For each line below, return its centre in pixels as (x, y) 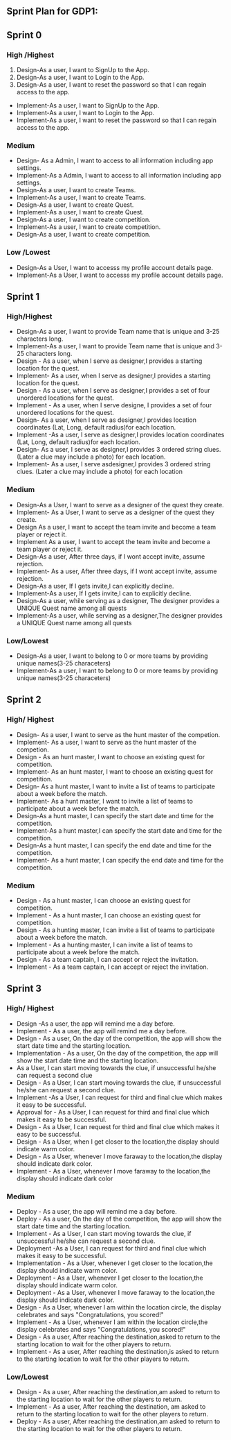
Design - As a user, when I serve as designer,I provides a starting (109, 361)
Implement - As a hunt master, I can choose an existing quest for (109, 915)
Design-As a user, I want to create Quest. (75, 205)
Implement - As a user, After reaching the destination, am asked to (111, 1407)
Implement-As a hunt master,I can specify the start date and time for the (119, 830)
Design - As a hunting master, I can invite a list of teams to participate (115, 930)
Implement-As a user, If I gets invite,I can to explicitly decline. (104, 593)
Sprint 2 (24, 700)
